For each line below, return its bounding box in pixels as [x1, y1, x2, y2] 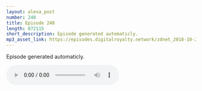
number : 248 [6, 14, 36, 20]
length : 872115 [6, 25, 44, 32]
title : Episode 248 [6, 20, 55, 26]
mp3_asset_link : [6, 37, 47, 43]
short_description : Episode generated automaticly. [6, 31, 138, 37]
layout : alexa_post [6, 8, 55, 15]
